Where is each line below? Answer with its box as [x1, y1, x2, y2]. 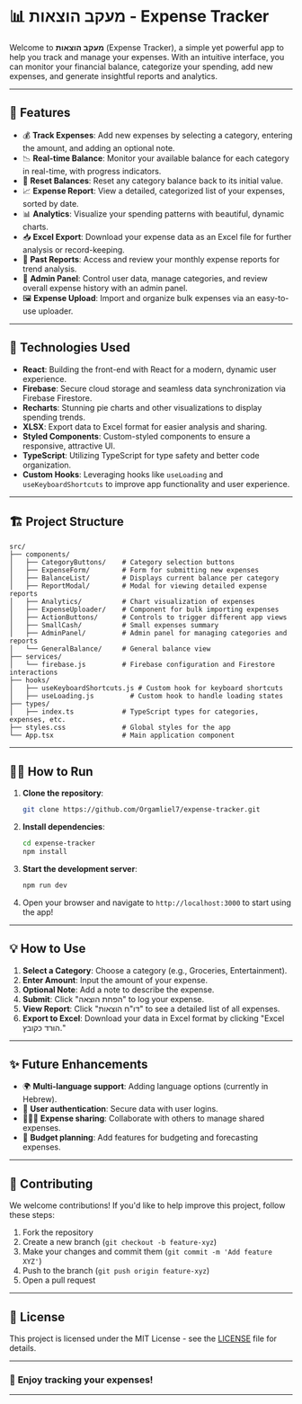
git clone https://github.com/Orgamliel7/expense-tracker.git [22, 805, 261, 814]
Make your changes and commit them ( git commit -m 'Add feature [22, 1246, 272, 1257]
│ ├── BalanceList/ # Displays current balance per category [9, 573, 280, 583]
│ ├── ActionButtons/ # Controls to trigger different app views [9, 613, 288, 622]
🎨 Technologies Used [9, 340, 130, 355]
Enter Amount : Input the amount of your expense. [22, 974, 209, 985]
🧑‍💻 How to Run [9, 764, 93, 779]
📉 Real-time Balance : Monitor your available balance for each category [22, 153, 289, 164]
